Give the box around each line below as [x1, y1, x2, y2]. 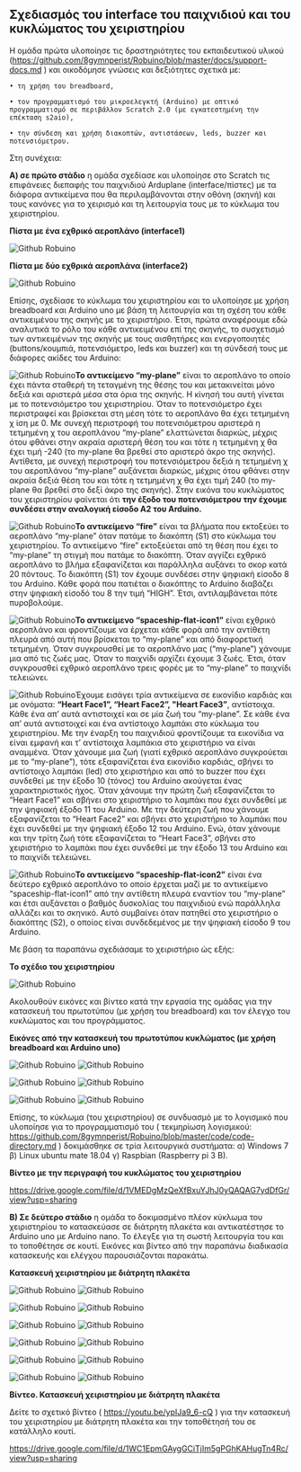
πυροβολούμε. [9, 597, 64, 607]
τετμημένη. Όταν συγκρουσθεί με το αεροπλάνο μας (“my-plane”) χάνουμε [9, 643, 292, 654]
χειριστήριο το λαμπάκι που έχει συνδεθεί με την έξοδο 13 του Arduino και [9, 842, 288, 853]
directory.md [9, 1140, 57, 1151]
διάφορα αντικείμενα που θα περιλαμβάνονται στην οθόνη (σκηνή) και [9, 189, 276, 200]
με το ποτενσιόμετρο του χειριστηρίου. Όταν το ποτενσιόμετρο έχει [9, 398, 262, 409]
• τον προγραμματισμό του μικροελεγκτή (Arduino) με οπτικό [9, 97, 240, 106]
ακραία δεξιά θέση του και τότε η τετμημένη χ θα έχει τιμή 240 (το [9, 474, 260, 485]
